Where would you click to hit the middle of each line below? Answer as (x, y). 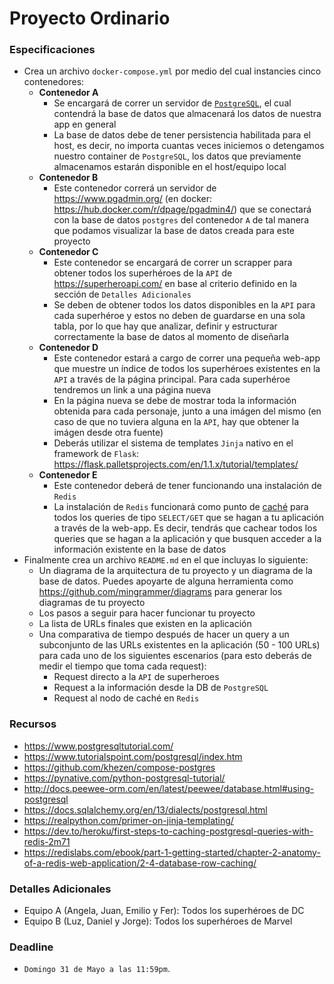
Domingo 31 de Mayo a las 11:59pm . (97, 969)
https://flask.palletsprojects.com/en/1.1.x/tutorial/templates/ (176, 464)
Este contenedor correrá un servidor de (135, 188)
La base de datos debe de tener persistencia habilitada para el (182, 135)
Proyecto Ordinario (90, 18)
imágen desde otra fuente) (108, 433)
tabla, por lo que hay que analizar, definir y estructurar (165, 326)
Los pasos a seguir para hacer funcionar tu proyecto (147, 613)
